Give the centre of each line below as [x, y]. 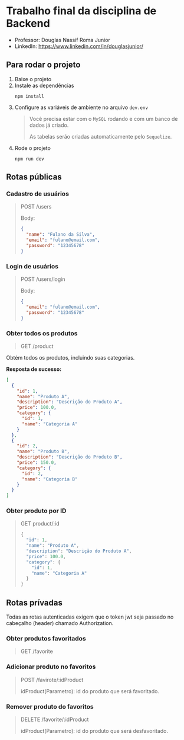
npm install [29, 96]
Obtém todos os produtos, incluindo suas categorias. [70, 357]
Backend [28, 23]
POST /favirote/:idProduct [52, 680]
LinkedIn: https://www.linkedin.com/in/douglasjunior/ [79, 46]
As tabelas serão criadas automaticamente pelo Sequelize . [101, 136]
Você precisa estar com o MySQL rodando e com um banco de [103, 118]
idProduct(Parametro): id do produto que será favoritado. [90, 691]
